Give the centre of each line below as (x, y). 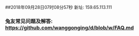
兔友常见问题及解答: (29, 21)
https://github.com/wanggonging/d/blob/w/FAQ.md (69, 28)
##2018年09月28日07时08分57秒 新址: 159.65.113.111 (59, 7)
